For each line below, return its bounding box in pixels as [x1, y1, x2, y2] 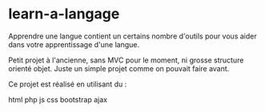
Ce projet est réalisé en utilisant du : [8, 79, 127, 89]
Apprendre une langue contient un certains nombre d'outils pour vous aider [8, 31, 258, 41]
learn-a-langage [8, 5, 120, 23]
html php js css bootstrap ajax [8, 94, 108, 104]
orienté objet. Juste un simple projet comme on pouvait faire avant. [8, 63, 230, 73]
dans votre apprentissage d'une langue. [8, 39, 140, 49]
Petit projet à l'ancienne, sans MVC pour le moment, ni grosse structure [8, 55, 244, 65]
